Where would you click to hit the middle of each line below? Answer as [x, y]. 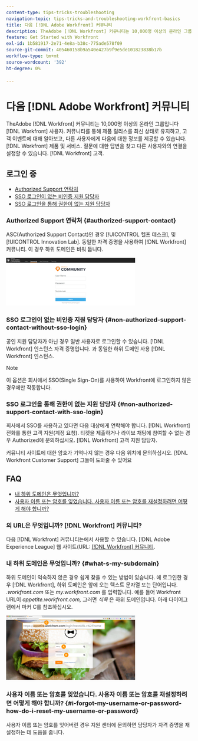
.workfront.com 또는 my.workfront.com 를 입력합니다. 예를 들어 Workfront [93, 592]
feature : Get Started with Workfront [52, 37]
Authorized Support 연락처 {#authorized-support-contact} [91, 221]
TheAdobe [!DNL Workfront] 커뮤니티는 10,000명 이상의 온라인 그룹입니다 [93, 124]
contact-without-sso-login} [47, 327]
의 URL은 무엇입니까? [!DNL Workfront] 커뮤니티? [74, 525]
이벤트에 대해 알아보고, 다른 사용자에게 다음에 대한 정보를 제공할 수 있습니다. [99, 139]
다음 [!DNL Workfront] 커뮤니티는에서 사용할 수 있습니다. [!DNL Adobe [88, 539]
